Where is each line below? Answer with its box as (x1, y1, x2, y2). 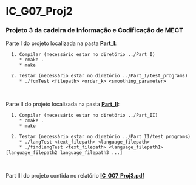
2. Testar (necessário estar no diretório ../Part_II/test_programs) (11, 134, 191, 140)
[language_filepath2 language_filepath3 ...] (5, 150, 123, 156)
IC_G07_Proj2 (5, 4, 73, 18)
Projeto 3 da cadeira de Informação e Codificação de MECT (5, 26, 183, 35)
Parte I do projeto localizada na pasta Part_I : (5, 40, 117, 47)
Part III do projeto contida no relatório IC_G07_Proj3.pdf (5, 172, 145, 180)
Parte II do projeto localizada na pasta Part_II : (5, 100, 120, 108)
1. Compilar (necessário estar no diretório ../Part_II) (11, 113, 158, 119)
